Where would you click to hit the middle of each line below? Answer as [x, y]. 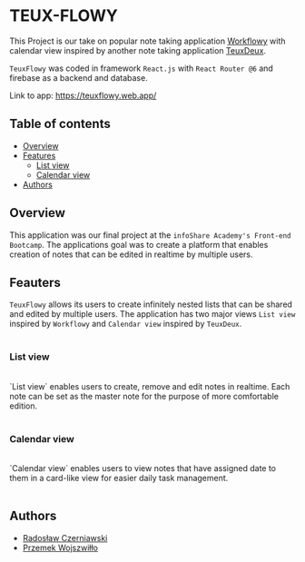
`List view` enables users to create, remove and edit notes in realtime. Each [150, 386]
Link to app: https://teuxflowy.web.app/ [83, 95]
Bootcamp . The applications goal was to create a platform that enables [139, 244]
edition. [24, 406]
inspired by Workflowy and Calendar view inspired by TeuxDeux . [126, 324]
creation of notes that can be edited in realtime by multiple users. [131, 254]
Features [39, 155]
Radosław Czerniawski [65, 537]
